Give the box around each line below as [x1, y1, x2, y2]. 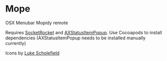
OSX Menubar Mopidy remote [5, 20, 68, 26]
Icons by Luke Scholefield [5, 50, 60, 56]
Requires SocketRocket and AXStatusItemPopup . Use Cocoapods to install [5, 29, 162, 35]
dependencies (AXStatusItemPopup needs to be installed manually [5, 35, 146, 41]
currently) [5, 40, 27, 46]
